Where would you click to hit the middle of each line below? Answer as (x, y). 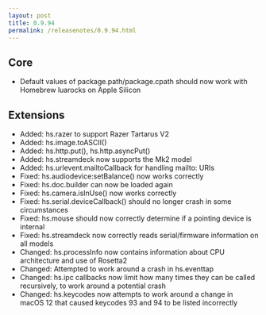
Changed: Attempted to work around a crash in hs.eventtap (117, 269)
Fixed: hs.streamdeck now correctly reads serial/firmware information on (139, 235)
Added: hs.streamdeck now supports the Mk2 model (106, 159)
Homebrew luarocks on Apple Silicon (80, 90)
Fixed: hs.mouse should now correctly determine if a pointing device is (135, 218)
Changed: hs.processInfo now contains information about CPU (122, 252)
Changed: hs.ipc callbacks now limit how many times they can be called (137, 277)
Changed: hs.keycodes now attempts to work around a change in (126, 294)
